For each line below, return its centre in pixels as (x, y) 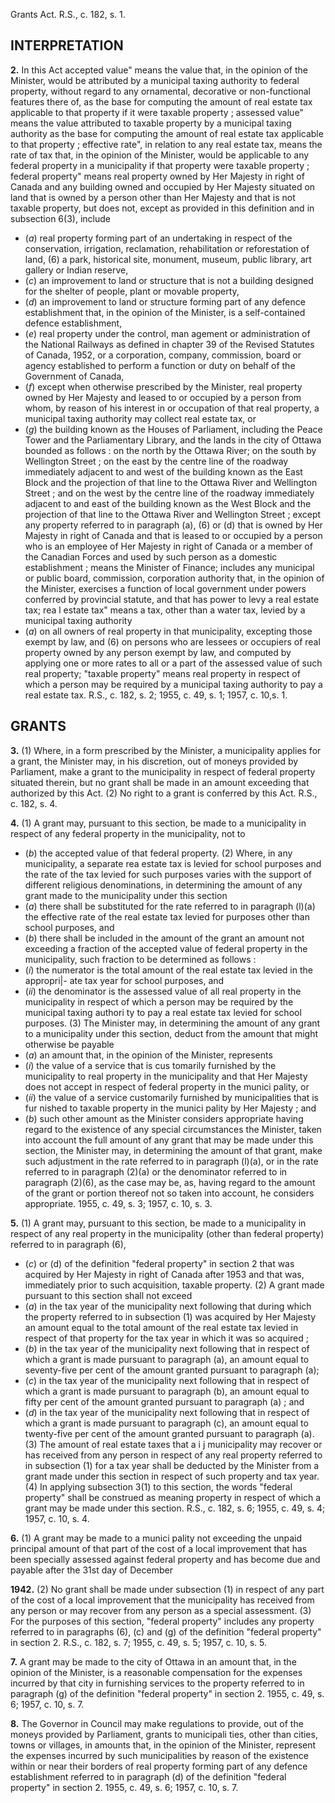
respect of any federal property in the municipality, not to (128, 833)
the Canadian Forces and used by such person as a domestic (151, 556)
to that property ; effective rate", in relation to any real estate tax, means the (166, 144)
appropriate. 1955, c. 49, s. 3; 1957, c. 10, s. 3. (118, 1203)
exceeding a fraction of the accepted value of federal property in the (166, 948)
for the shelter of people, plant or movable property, (132, 291)
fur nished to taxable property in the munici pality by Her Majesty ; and (170, 1108)
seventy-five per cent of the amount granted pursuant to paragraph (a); (172, 1370)
